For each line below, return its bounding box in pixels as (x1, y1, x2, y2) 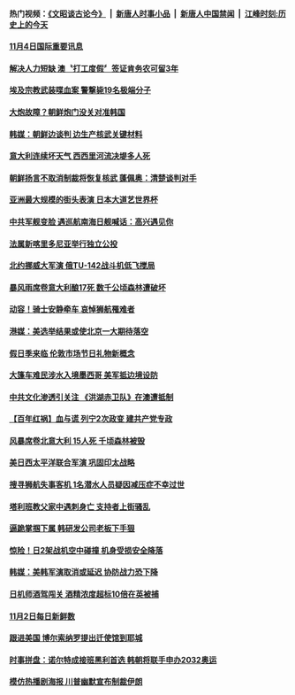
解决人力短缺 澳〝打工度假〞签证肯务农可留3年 (9, 63, 179, 73)
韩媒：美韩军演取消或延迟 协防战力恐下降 (9, 567, 159, 577)
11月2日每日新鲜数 (9, 611, 75, 622)
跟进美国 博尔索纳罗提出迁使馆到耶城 (9, 633, 143, 644)
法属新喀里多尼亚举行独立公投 (9, 238, 117, 249)
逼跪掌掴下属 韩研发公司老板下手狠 (9, 523, 135, 534)
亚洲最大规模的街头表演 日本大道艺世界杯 (9, 195, 159, 205)
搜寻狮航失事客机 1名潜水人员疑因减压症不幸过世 (9, 479, 185, 490)
